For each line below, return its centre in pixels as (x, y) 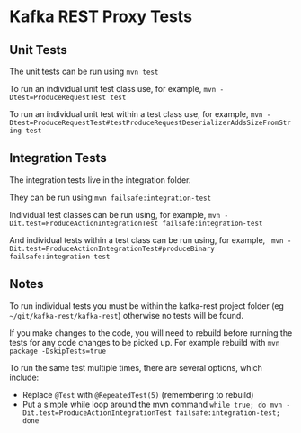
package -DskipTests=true (58, 351)
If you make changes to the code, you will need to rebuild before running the (151, 333)
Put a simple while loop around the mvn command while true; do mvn (152, 404)
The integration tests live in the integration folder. (100, 180)
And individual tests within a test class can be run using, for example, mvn (146, 239)
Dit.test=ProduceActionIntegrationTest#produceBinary (112, 248)
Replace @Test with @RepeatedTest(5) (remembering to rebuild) (138, 394)
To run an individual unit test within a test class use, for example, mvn (136, 114)
